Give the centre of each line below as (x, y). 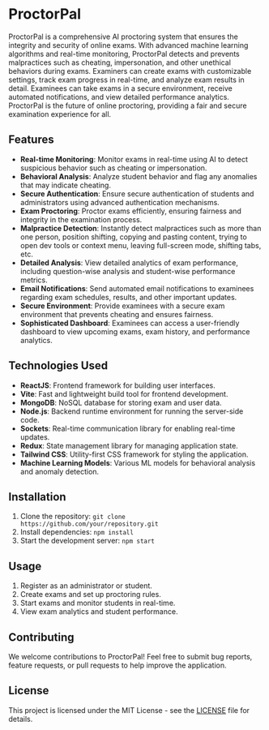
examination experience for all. (60, 114)
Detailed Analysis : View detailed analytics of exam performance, (129, 262)
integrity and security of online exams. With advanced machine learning (128, 45)
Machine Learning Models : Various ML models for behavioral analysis (138, 462)
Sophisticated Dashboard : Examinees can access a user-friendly (130, 323)
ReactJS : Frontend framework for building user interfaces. (118, 385)
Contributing (41, 637)
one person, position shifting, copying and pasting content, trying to (133, 237)
